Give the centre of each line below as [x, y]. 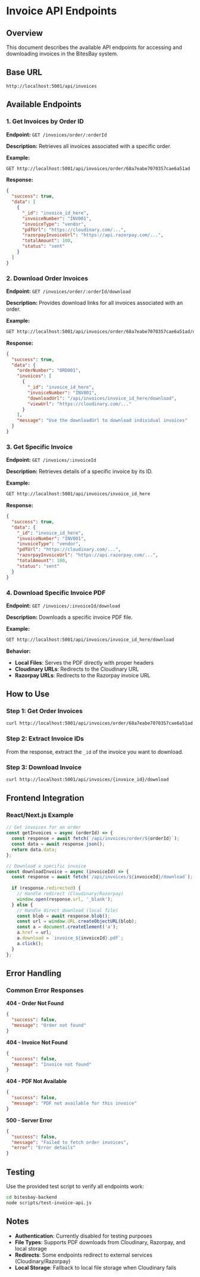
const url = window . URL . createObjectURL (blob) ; [77, 921]
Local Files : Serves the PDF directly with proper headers [84, 662]
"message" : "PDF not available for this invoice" [74, 1103]
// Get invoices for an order [44, 828]
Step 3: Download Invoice [44, 767]
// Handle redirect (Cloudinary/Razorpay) [70, 894]
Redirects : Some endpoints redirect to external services [84, 1255]
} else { [22, 905]
